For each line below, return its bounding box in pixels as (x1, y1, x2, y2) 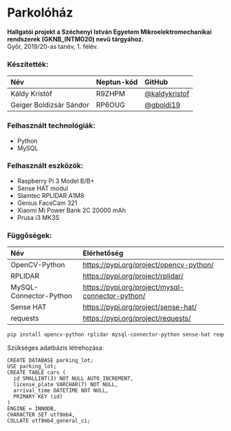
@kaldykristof (144, 89, 190, 99)
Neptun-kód (96, 77, 138, 87)
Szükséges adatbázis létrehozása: (7, 343, 104, 352)
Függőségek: (7, 230, 52, 240)
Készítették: (7, 59, 49, 69)
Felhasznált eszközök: (7, 161, 84, 170)
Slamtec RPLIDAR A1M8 (16, 191, 85, 199)
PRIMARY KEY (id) (13, 393, 63, 400)
